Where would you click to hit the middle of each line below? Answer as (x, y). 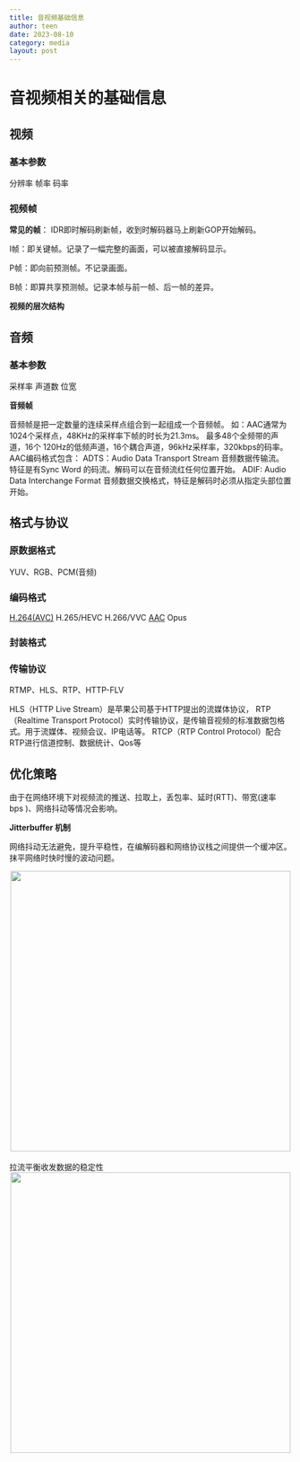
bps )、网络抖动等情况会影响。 (66, 808)
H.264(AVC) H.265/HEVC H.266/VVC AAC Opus (98, 617)
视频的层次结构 (37, 306)
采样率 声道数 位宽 (43, 386)
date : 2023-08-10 (42, 34)
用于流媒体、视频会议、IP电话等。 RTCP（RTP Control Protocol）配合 (153, 732)
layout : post (34, 51)
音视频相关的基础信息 (88, 98)
